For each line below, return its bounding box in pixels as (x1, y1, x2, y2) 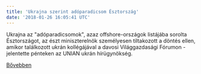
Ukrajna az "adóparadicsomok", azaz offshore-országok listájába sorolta (6, 30, 187, 38)
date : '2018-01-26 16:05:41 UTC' (6, 14, 91, 20)
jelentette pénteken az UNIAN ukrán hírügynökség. (6, 50, 133, 57)
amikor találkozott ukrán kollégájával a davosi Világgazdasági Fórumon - (6, 43, 186, 51)
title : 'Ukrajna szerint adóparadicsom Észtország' (6, 8, 139, 15)
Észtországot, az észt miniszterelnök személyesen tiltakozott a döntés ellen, (6, 37, 196, 44)
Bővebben (6, 61, 32, 69)
